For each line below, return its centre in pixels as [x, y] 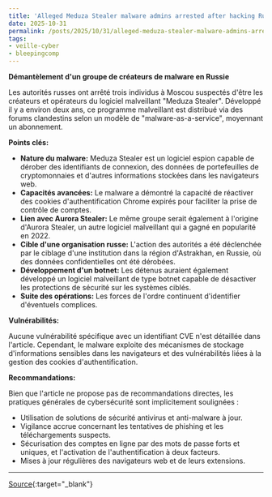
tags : [17, 39]
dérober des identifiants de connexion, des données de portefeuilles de [139, 167]
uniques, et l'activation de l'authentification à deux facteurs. [120, 452]
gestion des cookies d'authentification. [73, 362]
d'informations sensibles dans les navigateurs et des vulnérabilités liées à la [135, 353]
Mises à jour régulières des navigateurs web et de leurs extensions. [132, 461]
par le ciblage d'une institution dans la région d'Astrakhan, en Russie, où [140, 253]
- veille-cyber [34, 46]
